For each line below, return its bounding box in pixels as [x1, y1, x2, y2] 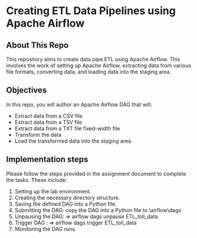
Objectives [6, 85, 47, 95]
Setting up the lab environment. [14, 187, 91, 195]
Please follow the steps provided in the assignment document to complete [6, 170, 186, 177]
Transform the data [14, 131, 62, 138]
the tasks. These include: [6, 176, 67, 183]
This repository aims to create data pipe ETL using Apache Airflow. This [6, 56, 180, 62]
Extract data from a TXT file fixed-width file [14, 125, 120, 132]
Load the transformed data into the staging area [14, 137, 132, 144]
